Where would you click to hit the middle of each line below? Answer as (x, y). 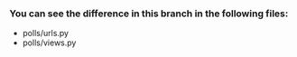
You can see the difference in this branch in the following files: (149, 14)
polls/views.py (49, 43)
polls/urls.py (46, 33)
